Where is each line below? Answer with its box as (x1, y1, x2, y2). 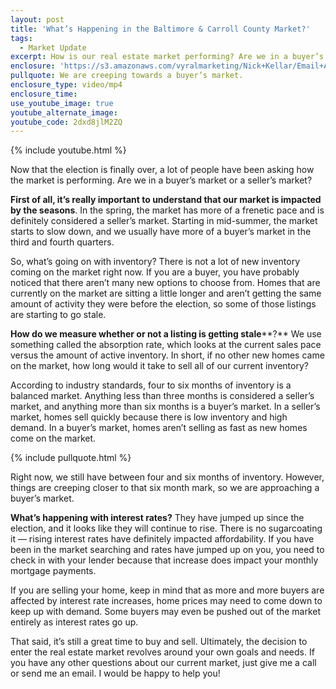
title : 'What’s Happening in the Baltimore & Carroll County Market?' (10, 24, 311, 34)
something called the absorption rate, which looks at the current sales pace (10, 339, 322, 351)
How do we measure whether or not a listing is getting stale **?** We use (10, 328, 322, 340)
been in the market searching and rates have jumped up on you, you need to (10, 544, 325, 556)
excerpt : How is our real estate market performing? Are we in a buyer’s (10, 52, 325, 62)
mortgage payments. (10, 565, 97, 577)
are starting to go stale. (10, 309, 107, 321)
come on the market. (10, 432, 97, 445)
